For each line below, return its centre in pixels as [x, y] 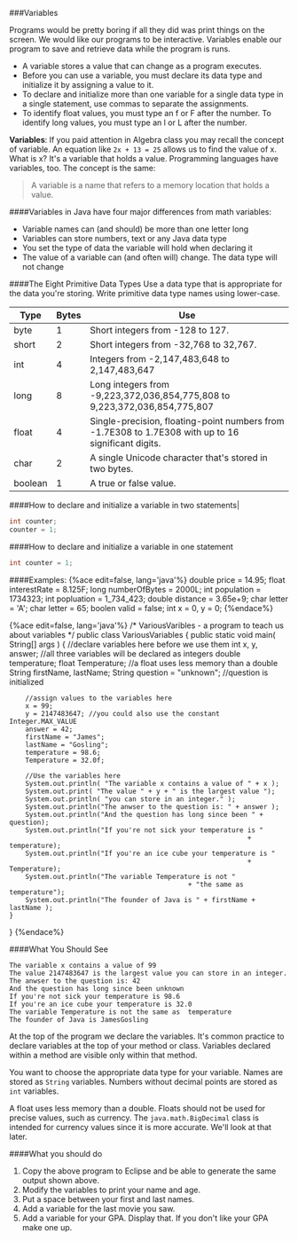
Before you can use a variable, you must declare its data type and [142, 75]
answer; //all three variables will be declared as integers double [125, 653]
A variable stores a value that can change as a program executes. [141, 66]
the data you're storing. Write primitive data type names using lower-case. [145, 293]
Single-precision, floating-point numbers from [187, 421]
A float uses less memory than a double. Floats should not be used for [137, 1108]
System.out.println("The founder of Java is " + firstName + [140, 899]
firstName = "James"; [65, 737]
